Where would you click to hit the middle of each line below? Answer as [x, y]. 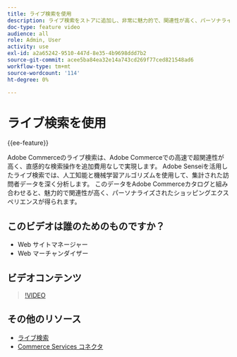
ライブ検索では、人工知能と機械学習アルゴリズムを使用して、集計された [118, 175]
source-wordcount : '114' [44, 73]
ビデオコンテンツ [44, 277]
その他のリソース [44, 319]
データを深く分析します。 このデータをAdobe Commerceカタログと [118, 184]
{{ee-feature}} [28, 143]
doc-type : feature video [44, 27]
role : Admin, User [34, 40]
